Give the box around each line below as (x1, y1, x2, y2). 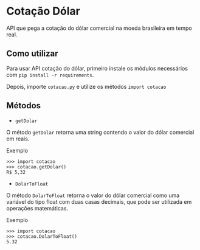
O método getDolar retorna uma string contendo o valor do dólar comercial (6, 128, 195, 136)
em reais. (6, 135, 30, 142)
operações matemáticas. (6, 204, 69, 212)
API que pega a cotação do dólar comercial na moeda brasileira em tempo (6, 24, 193, 32)
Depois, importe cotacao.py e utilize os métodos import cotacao (6, 83, 167, 90)
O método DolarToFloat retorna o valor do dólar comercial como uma (6, 192, 180, 199)
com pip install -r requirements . (6, 71, 94, 78)
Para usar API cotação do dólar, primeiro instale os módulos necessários (6, 64, 188, 72)
